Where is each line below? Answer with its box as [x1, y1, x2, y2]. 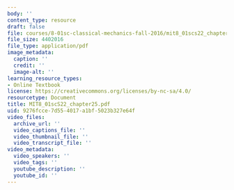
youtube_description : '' [13, 165, 86, 173]
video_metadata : [7, 146, 54, 153]
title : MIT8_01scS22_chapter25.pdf [7, 101, 111, 108]
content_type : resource [7, 17, 77, 24]
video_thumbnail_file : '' [13, 133, 89, 140]
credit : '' [13, 62, 45, 69]
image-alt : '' [13, 68, 54, 75]
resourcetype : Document [7, 95, 77, 102]
